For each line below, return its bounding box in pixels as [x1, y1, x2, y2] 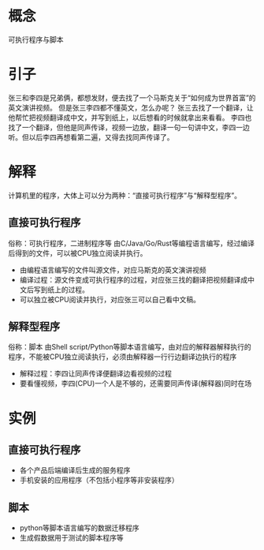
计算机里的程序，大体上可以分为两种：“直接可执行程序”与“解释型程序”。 [8, 190, 242, 200]
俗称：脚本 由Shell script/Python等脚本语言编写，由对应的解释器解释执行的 [8, 342, 251, 352]
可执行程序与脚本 [8, 35, 64, 44]
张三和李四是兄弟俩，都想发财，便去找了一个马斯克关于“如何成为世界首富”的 [8, 92, 256, 103]
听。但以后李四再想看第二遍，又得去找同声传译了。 [8, 132, 174, 142]
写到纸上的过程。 [33, 285, 89, 294]
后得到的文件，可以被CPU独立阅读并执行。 [8, 248, 147, 257]
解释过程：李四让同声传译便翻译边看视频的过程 [19, 369, 172, 379]
